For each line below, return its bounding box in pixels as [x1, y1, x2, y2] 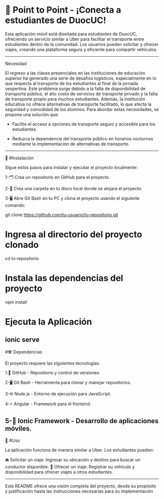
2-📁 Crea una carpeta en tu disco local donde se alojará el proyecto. [5, 185, 143, 191]
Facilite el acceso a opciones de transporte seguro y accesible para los [12, 121, 156, 127]
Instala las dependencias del [5, 273, 123, 284]
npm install [5, 299, 27, 305]
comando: [5, 202, 25, 208]
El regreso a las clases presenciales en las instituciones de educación [5, 70, 145, 76]
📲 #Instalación [5, 155, 34, 161]
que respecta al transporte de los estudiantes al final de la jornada [5, 80, 138, 86]
